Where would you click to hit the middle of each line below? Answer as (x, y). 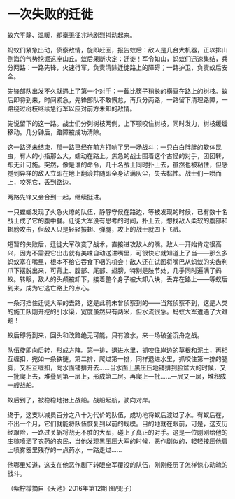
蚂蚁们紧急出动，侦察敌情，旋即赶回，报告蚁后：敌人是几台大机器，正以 (111, 50)
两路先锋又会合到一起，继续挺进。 (56, 197)
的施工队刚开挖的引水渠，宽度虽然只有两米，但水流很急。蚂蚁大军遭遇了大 (114, 311)
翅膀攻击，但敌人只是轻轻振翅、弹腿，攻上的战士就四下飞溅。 (96, 229)
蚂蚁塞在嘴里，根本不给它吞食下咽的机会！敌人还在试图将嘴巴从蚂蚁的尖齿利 (117, 261)
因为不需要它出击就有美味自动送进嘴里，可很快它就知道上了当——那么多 (123, 253)
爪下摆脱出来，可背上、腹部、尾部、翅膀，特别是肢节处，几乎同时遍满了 (111, 270)
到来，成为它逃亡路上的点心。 (50, 288)
